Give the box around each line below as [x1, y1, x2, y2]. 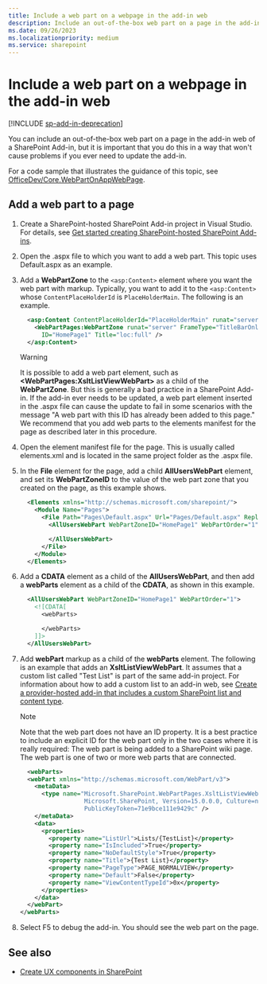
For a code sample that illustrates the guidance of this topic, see [8, 166, 219, 176]
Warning [19, 352, 48, 362]
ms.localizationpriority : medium [8, 33, 119, 42]
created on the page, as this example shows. [19, 483, 167, 493]
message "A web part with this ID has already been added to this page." [19, 410, 256, 420]
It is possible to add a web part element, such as [19, 368, 179, 378]
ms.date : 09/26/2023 [8, 26, 77, 34]
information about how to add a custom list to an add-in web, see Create [19, 679, 257, 689]
